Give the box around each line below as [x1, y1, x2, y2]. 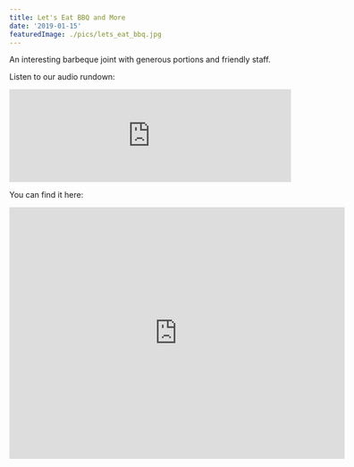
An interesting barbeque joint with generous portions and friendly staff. [9, 55, 271, 65]
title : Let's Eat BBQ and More [9, 13, 126, 22]
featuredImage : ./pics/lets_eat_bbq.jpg [9, 30, 163, 38]
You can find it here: [9, 190, 84, 200]
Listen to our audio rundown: [9, 72, 115, 82]
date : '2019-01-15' [9, 21, 82, 30]
